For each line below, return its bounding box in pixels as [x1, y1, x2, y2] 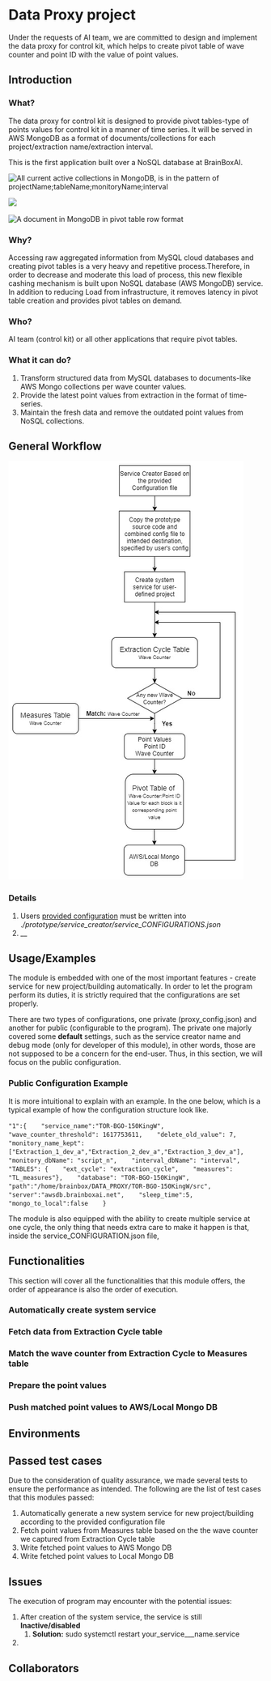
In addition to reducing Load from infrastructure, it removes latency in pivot [8, 287, 259, 296]
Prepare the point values [8, 1380, 107, 1391]
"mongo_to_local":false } [8, 1199, 107, 1207]
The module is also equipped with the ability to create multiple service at [8, 1213, 251, 1224]
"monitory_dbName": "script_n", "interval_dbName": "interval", [8, 1156, 241, 1164]
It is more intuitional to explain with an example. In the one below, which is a [8, 1096, 261, 1106]
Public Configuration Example [8, 1078, 129, 1089]
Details [8, 892, 37, 904]
